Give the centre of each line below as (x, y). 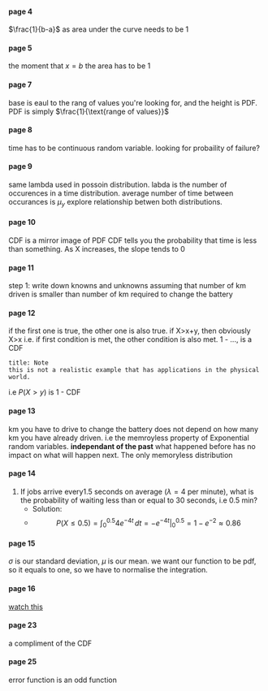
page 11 (21, 267)
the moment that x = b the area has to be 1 (80, 66)
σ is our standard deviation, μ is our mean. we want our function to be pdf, (132, 561)
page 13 (22, 411)
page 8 (20, 130)
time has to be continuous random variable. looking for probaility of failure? (134, 148)
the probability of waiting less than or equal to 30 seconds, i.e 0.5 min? (139, 500)
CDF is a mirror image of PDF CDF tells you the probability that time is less (133, 240)
